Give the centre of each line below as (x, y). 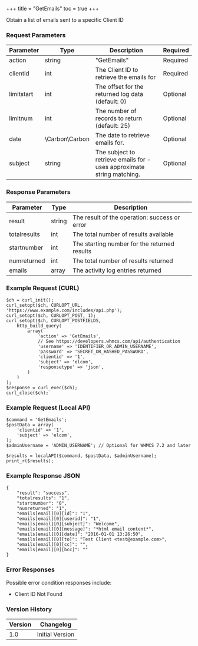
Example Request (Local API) (48, 408)
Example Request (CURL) (43, 288)
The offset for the (119, 87)
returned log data (119, 94)
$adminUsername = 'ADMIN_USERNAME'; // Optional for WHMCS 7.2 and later (99, 446)
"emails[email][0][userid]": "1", (59, 519)
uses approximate (120, 167)
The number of (116, 111)
